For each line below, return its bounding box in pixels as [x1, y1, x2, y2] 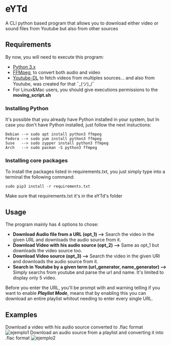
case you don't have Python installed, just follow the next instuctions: [5, 122, 152, 128]
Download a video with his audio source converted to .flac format [5, 323, 143, 330]
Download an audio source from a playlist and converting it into [30, 329, 164, 335]
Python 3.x [12, 63, 36, 70]
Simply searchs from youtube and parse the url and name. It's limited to [12, 269, 164, 275]
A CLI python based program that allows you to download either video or [5, 20, 159, 26]
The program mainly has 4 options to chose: [5, 221, 99, 228]
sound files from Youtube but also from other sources [5, 25, 119, 31]
